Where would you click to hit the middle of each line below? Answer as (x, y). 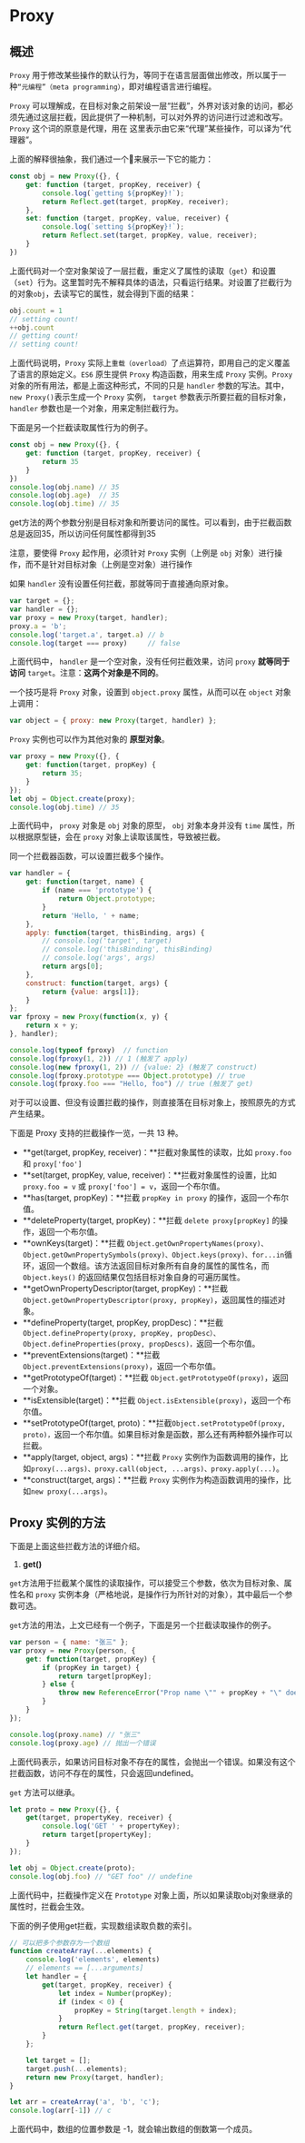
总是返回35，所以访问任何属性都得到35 (83, 534)
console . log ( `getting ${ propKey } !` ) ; (113, 193)
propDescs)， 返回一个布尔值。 (204, 1344)
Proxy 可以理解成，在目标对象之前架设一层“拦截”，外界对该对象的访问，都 (148, 106)
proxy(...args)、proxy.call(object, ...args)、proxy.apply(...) (153, 1469)
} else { (59, 1684)
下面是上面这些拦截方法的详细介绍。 (77, 1546)
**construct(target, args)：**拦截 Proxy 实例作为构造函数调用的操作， (153, 1480)
